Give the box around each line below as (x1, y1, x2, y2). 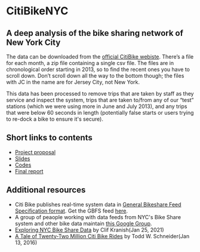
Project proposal (14, 148, 56, 156)
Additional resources (6, 185, 86, 195)
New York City (6, 37, 61, 47)
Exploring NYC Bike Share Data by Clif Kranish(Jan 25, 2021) (14, 226, 164, 233)
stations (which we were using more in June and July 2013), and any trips (6, 103, 187, 110)
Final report (14, 167, 44, 174)
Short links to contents (6, 133, 93, 143)
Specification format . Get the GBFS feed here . (14, 207, 128, 214)
